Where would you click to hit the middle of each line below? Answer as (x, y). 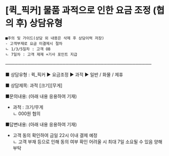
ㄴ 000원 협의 (27, 114)
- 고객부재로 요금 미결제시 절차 (34, 43)
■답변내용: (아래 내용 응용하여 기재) (41, 124)
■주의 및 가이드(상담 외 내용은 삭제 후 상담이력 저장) (55, 38)
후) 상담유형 (39, 23)
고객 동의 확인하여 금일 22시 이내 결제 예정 (55, 135)
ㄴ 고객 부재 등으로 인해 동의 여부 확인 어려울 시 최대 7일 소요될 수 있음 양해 (88, 142)
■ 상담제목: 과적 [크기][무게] (34, 85)
